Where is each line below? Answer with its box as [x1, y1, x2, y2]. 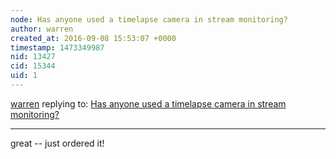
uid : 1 [10, 71, 38, 81]
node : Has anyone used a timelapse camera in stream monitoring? [10, 14, 288, 25]
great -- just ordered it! [10, 137, 105, 149]
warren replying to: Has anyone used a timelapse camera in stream [10, 97, 287, 110]
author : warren [10, 24, 74, 34]
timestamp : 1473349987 [10, 42, 105, 53]
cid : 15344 [10, 61, 56, 71]
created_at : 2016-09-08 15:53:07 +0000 [10, 33, 177, 43]
